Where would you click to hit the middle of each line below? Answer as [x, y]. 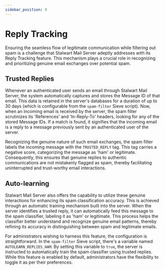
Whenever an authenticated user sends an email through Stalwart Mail [76, 90]
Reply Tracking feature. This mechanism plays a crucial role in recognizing [80, 58]
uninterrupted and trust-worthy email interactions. [56, 168]
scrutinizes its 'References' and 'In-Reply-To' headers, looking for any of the [82, 117]
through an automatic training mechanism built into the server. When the [78, 206]
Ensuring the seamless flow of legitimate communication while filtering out [81, 48]
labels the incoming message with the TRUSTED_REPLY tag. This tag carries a [81, 147]
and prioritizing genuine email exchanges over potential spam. [68, 63]
